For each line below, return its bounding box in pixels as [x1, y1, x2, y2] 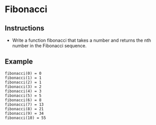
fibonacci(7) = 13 [5, 102, 44, 107]
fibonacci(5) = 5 [5, 93, 42, 98]
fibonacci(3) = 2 [5, 84, 42, 89]
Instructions [5, 24, 44, 33]
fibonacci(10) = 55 [5, 115, 46, 120]
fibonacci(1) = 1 [5, 75, 42, 80]
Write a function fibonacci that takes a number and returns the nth [12, 37, 151, 43]
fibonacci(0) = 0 [5, 71, 42, 76]
